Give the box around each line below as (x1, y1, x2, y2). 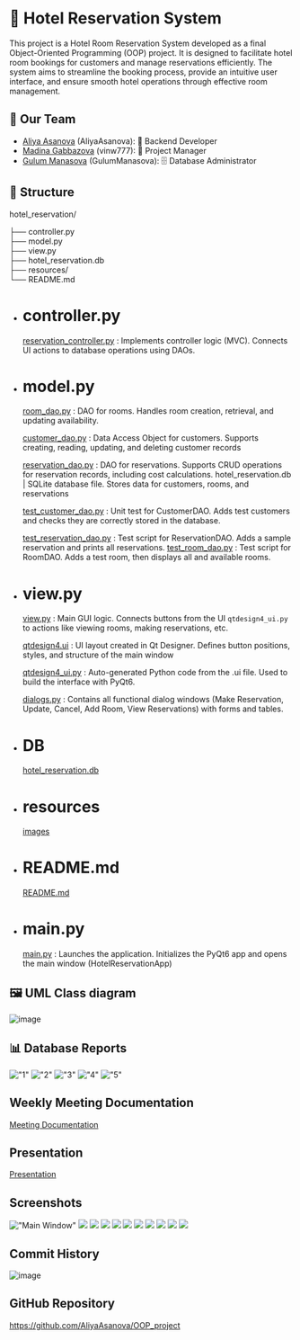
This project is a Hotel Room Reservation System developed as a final (9, 38, 267, 49)
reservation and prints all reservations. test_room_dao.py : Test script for (22, 542, 292, 553)
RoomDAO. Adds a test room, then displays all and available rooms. (22, 552, 271, 563)
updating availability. (22, 415, 99, 426)
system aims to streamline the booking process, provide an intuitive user (9, 67, 278, 77)
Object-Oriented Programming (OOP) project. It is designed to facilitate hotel (9, 47, 293, 58)
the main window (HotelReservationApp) (22, 958, 172, 969)
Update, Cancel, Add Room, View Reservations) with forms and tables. (22, 703, 284, 714)
